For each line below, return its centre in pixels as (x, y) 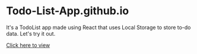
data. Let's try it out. (31, 33)
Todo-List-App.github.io (68, 11)
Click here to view (28, 45)
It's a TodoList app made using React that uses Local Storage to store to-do (99, 27)
